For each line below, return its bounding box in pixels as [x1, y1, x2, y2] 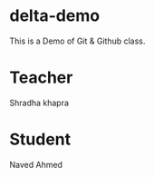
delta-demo [9, 5, 101, 26]
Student [9, 129, 72, 150]
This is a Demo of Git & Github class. [9, 35, 146, 46]
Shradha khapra [9, 97, 70, 108]
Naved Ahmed [9, 159, 63, 170]
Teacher [9, 67, 73, 88]
